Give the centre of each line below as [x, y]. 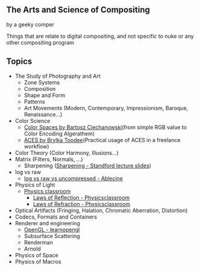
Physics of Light [35, 185]
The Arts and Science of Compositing [78, 10]
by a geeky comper [30, 24]
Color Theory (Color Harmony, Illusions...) [67, 152]
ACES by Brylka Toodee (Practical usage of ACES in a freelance [102, 140]
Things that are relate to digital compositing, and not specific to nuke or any [100, 36]
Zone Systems [42, 82]
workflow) [36, 146]
